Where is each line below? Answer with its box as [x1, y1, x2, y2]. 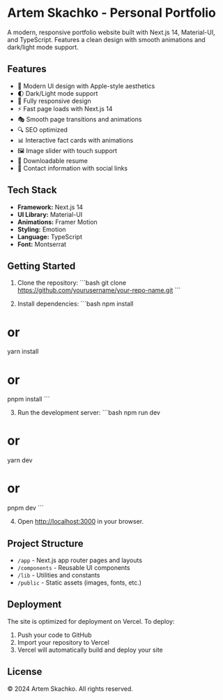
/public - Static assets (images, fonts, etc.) [17, 578, 141, 587]
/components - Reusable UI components [17, 563, 130, 571]
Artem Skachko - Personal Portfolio [7, 5, 216, 21]
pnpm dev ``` [7, 503, 44, 512]
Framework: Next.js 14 [17, 203, 84, 211]
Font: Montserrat [17, 240, 67, 248]
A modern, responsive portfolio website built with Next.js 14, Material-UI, [7, 28, 215, 36]
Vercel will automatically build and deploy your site [17, 645, 163, 654]
